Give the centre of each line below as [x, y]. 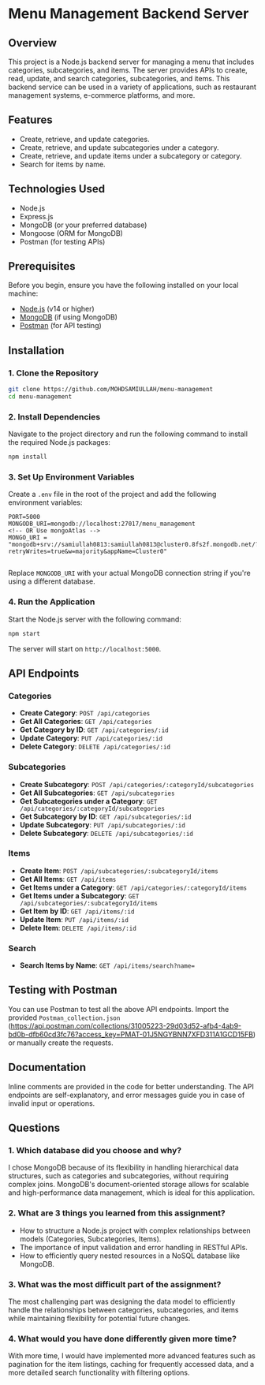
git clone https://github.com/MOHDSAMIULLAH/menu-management [111, 390]
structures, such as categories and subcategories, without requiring [118, 1176]
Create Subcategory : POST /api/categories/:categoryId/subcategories [137, 784]
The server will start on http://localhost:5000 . [85, 648]
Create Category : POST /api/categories [85, 713]
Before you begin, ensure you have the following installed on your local [123, 286]
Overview [33, 43]
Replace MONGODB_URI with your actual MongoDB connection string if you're [129, 573]
